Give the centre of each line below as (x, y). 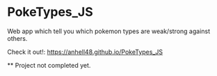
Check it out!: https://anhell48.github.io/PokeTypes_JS (85, 52)
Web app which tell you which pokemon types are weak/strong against (109, 31)
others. (17, 38)
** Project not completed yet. (49, 65)
